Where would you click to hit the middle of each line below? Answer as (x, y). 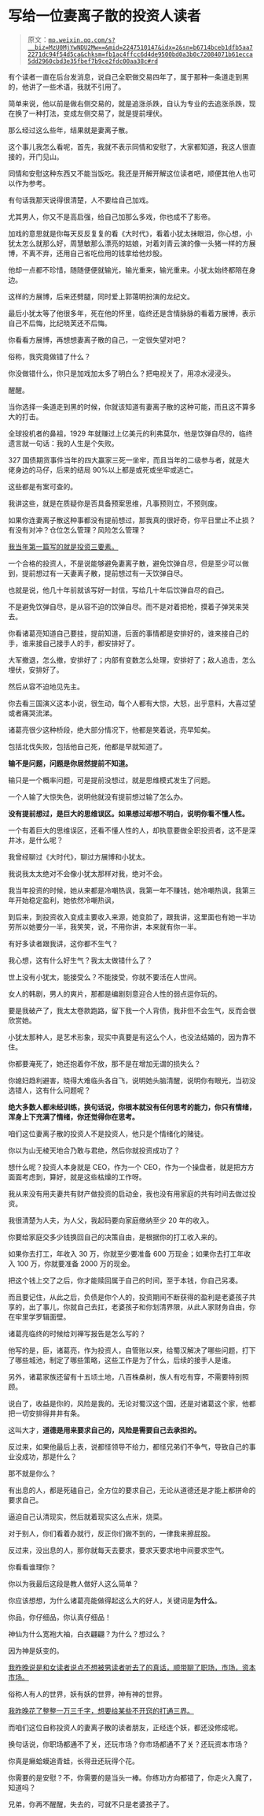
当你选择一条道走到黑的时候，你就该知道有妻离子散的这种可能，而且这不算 (128, 407)
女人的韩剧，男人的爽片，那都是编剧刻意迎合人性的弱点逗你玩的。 (115, 993)
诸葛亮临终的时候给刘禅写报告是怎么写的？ (77, 1333)
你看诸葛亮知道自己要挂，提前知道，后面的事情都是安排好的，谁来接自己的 (128, 633)
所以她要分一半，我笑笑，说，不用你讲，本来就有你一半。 (108, 927)
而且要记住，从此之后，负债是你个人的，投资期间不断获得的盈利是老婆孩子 (128, 1297)
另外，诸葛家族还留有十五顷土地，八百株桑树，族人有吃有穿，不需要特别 (125, 1376)
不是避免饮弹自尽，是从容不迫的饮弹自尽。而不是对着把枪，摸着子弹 (118, 607)
